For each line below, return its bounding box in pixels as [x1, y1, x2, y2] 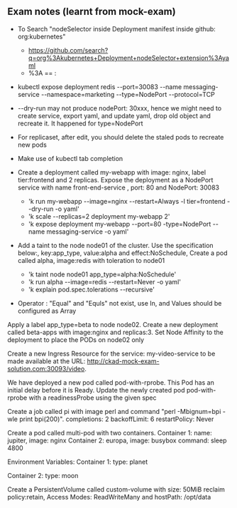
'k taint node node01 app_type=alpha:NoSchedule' [28, 270, 177, 279]
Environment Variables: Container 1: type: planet [7, 457, 148, 466]
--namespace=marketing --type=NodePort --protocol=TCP [41, 90, 215, 98]
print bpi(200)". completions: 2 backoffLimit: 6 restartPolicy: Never [18, 415, 214, 423]
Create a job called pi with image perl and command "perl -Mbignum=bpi [7, 407, 221, 415]
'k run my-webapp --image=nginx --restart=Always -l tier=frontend [28, 197, 226, 205]
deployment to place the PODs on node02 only [7, 335, 144, 344]
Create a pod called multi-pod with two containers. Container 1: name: [7, 428, 213, 437]
